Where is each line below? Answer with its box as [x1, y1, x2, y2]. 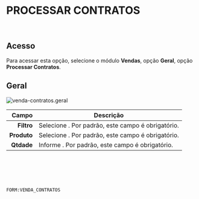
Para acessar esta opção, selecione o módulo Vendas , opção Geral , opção [6, 57, 193, 64]
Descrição [93, 111, 124, 119]
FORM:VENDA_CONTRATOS [6, 187, 61, 193]
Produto [9, 130, 33, 139]
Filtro [17, 121, 33, 129]
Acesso [6, 41, 36, 51]
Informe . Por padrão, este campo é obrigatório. [38, 141, 174, 149]
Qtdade [11, 141, 33, 149]
